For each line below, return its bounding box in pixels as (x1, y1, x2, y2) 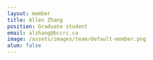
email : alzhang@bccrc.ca (7, 29, 79, 37)
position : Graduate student (7, 23, 88, 30)
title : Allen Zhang (7, 17, 63, 23)
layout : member (7, 10, 51, 17)
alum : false (7, 42, 41, 49)
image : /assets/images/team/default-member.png (7, 36, 147, 43)
